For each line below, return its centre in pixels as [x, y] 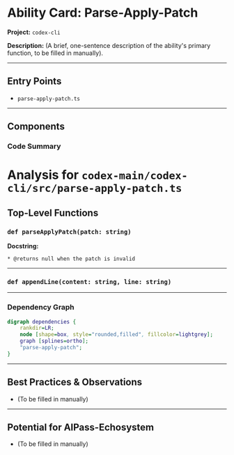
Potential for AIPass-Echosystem [81, 427]
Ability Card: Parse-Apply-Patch [103, 13]
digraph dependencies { [42, 321]
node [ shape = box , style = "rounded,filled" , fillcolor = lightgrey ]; [117, 335]
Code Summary [34, 146]
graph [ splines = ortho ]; [54, 341]
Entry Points [34, 81]
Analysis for [43, 175]
